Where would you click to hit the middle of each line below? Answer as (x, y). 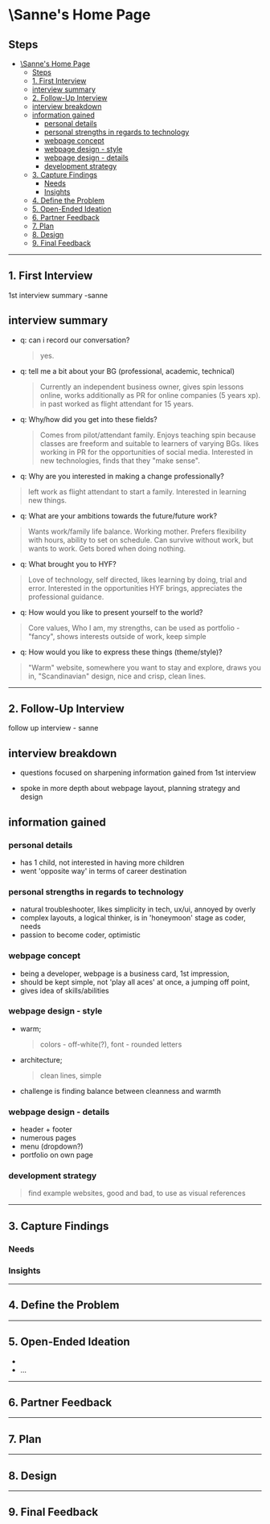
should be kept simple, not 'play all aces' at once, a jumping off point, (135, 981)
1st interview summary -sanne (58, 295)
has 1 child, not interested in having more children (102, 862)
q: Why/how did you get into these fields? (89, 419)
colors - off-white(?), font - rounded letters (111, 1044)
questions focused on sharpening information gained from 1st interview (138, 772)
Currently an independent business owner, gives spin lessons (142, 387)
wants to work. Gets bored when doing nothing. (107, 548)
